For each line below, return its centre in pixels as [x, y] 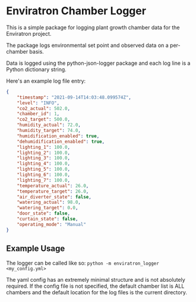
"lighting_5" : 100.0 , [43, 169]
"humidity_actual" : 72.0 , [49, 125]
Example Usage [36, 249]
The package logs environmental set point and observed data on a [88, 45]
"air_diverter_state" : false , [54, 197]
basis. [37, 51]
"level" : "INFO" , [38, 103]
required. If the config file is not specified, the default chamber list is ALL [95, 286]
